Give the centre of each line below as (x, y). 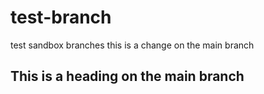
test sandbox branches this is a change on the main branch (132, 45)
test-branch (61, 17)
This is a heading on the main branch (127, 76)
